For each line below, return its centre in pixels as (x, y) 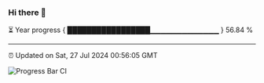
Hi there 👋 (27, 13)
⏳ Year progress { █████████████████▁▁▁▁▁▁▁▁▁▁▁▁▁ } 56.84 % (131, 30)
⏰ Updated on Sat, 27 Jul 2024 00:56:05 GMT (83, 56)
